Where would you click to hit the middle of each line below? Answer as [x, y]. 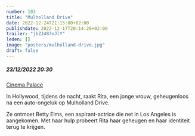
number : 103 [21, 12]
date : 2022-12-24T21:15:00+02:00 [48, 23]
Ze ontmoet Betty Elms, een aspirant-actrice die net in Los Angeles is [91, 114]
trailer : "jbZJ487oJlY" [36, 34]
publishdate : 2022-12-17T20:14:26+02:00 [57, 28]
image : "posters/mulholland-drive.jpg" [56, 45]
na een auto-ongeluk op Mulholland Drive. [58, 103]
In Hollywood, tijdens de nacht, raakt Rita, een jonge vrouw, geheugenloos [97, 96]
